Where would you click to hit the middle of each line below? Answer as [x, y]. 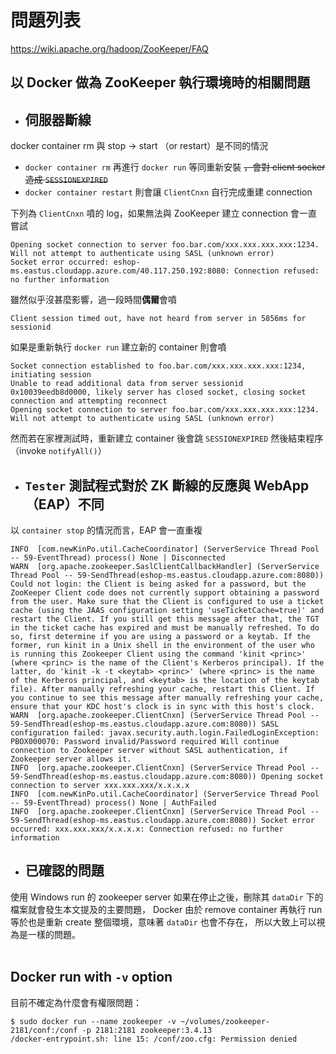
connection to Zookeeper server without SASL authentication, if [149, 750]
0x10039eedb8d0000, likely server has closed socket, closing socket [158, 392]
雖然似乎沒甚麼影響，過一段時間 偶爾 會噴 [93, 300]
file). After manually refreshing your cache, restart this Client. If [162, 689]
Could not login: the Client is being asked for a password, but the [158, 584]
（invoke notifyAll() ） [58, 451]
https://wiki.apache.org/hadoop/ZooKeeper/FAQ [109, 48]
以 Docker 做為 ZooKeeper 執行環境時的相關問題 [160, 82]
